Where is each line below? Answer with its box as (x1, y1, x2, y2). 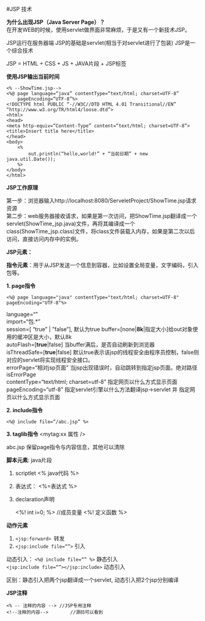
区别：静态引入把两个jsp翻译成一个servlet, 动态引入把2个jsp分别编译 (6, 576, 179, 584)
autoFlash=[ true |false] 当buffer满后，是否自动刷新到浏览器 (6, 341, 155, 348)
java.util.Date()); (6, 156, 56, 162)
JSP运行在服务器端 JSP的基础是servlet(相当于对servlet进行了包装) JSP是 (6, 39, 191, 46)
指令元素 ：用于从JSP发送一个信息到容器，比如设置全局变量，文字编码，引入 (6, 262, 199, 268)
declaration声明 (15, 496, 55, 502)
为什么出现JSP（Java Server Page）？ (6, 18, 105, 26)
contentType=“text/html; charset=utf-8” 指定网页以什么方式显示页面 (6, 378, 177, 385)
